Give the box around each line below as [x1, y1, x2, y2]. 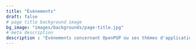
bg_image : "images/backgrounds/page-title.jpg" [6, 24, 124, 30]
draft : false [6, 14, 38, 20]
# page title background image [6, 19, 82, 25]
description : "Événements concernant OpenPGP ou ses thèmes [6, 35, 158, 41]
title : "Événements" [6, 8, 57, 14]
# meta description [6, 30, 54, 36]
